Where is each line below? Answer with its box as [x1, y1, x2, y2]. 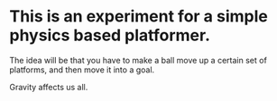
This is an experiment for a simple [9, 6, 268, 27]
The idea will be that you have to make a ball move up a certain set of [9, 55, 268, 65]
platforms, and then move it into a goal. [9, 64, 155, 75]
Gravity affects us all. [9, 81, 88, 92]
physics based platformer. [9, 25, 210, 46]
